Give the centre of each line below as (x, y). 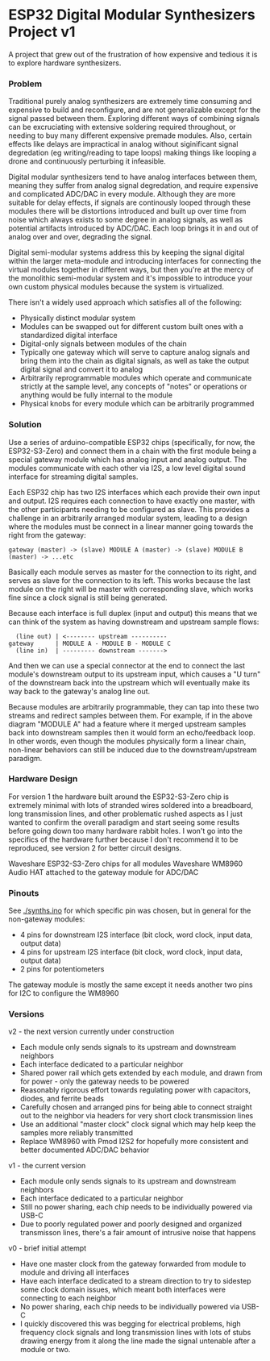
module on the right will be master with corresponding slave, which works (131, 589)
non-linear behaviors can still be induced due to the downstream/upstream (133, 749)
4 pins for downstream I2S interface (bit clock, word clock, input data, (136, 935)
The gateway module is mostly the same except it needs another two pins (131, 984)
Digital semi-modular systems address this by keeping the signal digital (127, 252)
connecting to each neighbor (68, 1298)
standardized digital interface (69, 335)
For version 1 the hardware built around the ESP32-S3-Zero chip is (119, 797)
